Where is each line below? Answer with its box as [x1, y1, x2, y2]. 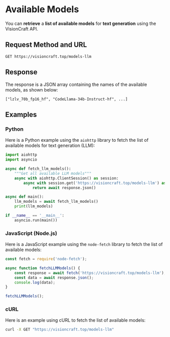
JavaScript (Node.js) [5, 230, 57, 237]
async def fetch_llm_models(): [5, 166, 71, 171]
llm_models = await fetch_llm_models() [14, 199, 99, 204]
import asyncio [5, 157, 37, 162]
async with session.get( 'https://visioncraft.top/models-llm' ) [23, 180, 159, 186]
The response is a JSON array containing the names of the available [5, 81, 147, 87]
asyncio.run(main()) [14, 218, 58, 223]
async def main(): [5, 194, 44, 199]
